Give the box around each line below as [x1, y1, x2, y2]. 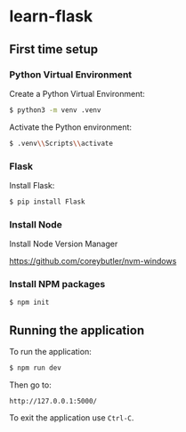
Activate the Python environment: [9, 122, 132, 132]
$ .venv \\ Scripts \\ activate [9, 139, 114, 148]
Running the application [9, 323, 145, 338]
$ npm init [9, 298, 50, 308]
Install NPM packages [9, 278, 106, 291]
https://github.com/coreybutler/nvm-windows [9, 256, 177, 267]
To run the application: [9, 347, 92, 357]
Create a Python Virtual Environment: [9, 88, 145, 99]
